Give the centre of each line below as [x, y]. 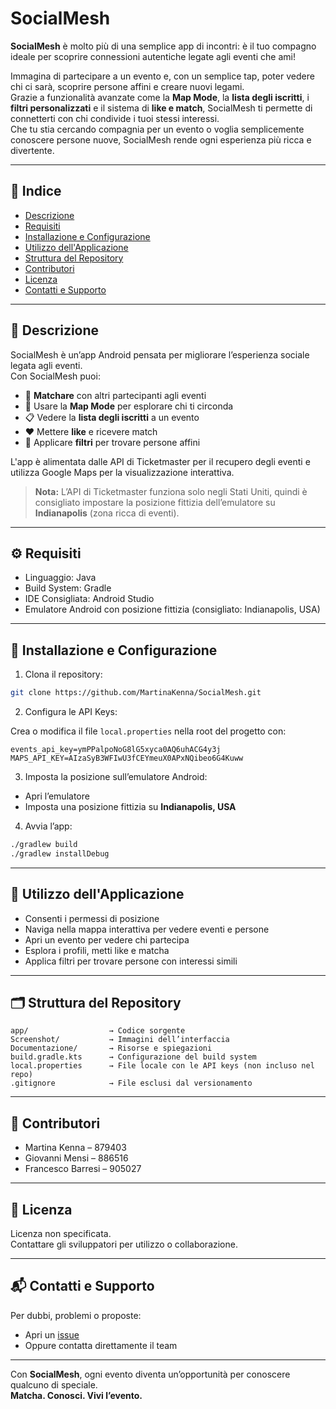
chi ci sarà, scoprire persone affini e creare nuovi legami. [127, 86]
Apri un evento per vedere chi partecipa [107, 939]
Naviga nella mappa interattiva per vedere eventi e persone [147, 929]
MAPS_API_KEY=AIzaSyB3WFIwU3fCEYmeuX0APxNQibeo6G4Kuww [127, 758]
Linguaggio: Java [60, 578]
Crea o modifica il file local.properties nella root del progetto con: [148, 731]
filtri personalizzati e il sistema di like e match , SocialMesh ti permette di [161, 108]
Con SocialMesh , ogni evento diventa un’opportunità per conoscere [150, 1374]
